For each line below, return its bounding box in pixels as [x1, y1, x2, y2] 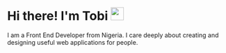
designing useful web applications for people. [7, 38, 138, 46]
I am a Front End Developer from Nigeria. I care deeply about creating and [7, 31, 219, 39]
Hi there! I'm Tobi [7, 8, 108, 24]
